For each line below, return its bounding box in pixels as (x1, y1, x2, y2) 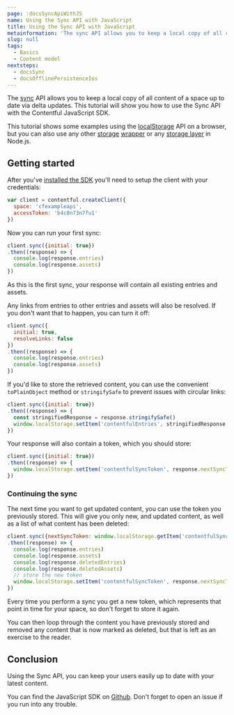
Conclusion (7, 653, 58, 665)
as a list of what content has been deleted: (7, 519, 130, 528)
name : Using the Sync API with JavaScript (7, 17, 132, 24)
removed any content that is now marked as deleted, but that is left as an (7, 626, 217, 634)
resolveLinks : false (13, 335, 73, 342)
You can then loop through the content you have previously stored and (7, 618, 210, 627)
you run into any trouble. (7, 700, 78, 708)
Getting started (7, 157, 75, 169)
